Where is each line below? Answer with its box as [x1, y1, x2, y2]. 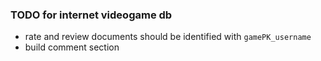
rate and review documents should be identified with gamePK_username [24, 31, 312, 43]
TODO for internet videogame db [10, 8, 173, 22]
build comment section [24, 41, 120, 53]
